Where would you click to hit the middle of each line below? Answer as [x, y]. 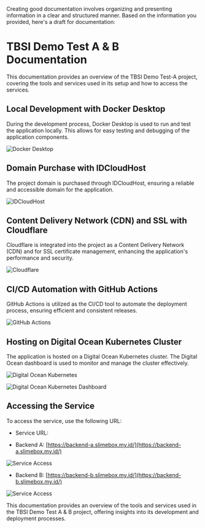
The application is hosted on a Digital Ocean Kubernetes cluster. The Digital [102, 356]
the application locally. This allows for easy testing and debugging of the [98, 130]
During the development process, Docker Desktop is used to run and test [99, 124]
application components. [38, 137]
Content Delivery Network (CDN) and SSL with [97, 220]
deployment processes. [36, 518]
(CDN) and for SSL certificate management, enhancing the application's [97, 252]
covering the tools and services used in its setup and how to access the [97, 83]
